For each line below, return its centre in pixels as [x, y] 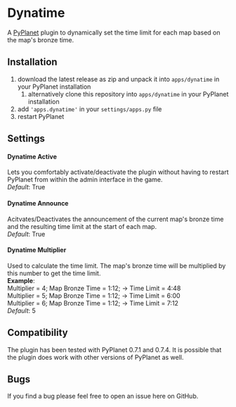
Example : [21, 280]
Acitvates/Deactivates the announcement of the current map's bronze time [116, 219]
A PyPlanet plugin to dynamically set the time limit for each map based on [114, 32]
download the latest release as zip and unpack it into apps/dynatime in [118, 79]
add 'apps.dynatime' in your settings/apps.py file [90, 109]
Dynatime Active [32, 156]
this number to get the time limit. [54, 273]
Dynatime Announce [38, 203]
